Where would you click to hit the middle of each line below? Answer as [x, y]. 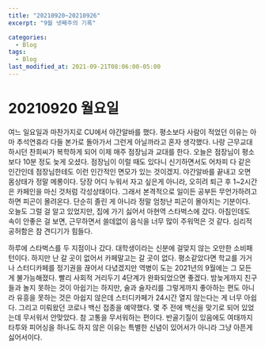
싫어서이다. [25, 337]
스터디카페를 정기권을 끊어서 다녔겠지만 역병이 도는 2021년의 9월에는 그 [127, 267]
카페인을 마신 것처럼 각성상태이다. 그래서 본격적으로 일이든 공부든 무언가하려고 [137, 191]
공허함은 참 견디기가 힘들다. [51, 231]
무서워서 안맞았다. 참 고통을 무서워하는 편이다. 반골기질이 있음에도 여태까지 [138, 317]
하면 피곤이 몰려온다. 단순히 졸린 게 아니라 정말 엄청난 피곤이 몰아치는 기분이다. [129, 201]
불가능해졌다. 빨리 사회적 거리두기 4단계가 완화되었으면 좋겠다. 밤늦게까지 [129, 278]
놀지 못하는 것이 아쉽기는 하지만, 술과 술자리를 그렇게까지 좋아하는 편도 [131, 287]
